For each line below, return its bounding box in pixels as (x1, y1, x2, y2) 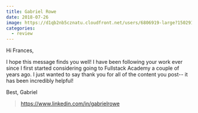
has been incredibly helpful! (6, 78, 74, 85)
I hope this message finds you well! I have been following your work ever (6, 59, 183, 66)
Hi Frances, (6, 47, 34, 54)
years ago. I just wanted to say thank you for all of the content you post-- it (6, 71, 188, 78)
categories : (6, 25, 35, 31)
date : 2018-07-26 (6, 14, 49, 20)
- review (11, 31, 33, 37)
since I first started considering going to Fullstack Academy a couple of (6, 64, 180, 72)
